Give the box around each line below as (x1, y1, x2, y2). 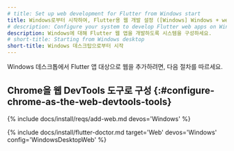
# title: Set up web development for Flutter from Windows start (7, 10, 201, 17)
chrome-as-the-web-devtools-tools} (7, 96, 172, 108)
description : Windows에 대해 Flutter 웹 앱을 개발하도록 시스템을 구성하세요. (7, 29, 212, 37)
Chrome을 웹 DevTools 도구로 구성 (7, 85, 152, 97)
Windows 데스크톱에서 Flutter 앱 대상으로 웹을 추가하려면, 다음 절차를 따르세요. (7, 63, 223, 70)
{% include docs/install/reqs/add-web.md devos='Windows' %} (7, 114, 192, 122)
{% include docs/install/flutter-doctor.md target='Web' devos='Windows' (7, 128, 217, 136)
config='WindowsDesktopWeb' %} (7, 135, 107, 143)
